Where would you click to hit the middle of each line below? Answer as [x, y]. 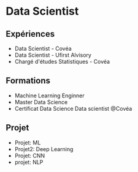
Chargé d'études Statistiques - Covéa [62, 62]
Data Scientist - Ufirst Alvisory [53, 55]
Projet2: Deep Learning [44, 149]
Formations [28, 81]
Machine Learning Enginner [50, 95]
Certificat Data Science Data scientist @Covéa [73, 108]
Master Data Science [41, 102]
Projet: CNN [30, 155]
